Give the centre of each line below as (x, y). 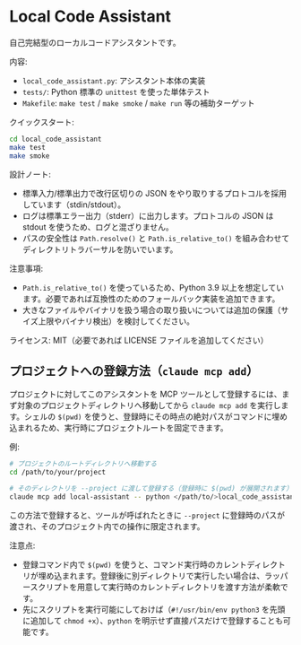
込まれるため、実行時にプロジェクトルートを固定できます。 (119, 428)
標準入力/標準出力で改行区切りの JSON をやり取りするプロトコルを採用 (154, 193)
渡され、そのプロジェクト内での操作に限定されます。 (107, 526)
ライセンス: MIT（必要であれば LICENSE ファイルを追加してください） (139, 340)
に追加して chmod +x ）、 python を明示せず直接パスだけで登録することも (153, 620)
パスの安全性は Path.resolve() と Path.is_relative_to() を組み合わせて (156, 238)
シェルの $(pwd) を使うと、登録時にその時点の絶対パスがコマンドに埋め (156, 417)
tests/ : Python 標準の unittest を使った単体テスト (116, 92)
